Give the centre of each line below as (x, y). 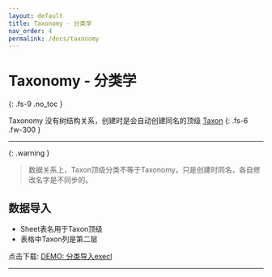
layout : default (36, 16)
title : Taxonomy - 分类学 (50, 23)
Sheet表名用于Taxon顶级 (61, 229)
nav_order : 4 (30, 31)
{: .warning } (29, 153)
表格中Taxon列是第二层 (59, 239)
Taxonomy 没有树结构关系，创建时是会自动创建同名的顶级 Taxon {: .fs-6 (128, 121)
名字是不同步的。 (64, 180)
